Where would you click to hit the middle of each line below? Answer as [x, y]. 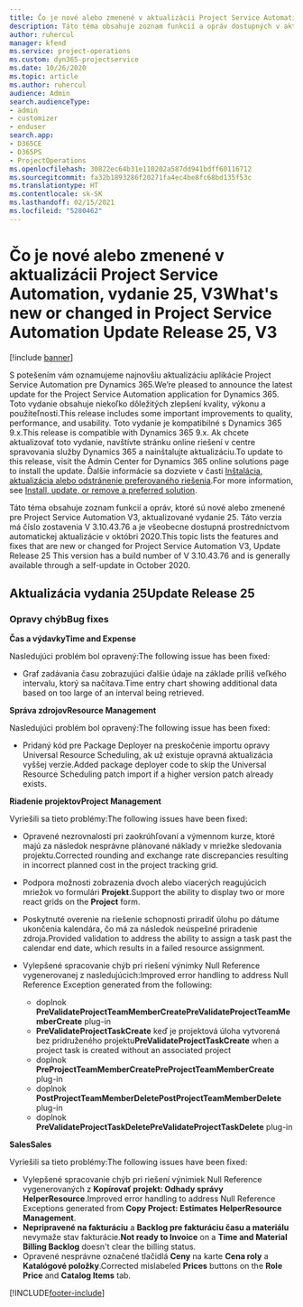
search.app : [32, 135]
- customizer [34, 118]
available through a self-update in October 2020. [100, 565]
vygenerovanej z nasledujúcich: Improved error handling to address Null [155, 976]
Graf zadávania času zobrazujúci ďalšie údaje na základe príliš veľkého [154, 674]
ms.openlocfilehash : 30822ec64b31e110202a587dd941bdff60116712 [131, 169]
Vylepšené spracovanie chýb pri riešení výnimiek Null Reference [142, 1180]
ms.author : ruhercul [48, 85]
